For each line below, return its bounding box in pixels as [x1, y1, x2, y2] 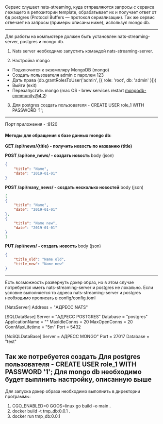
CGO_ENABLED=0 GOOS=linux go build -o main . [12, 403, 111, 408]
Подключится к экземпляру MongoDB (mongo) [12, 67, 110, 72]
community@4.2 [12, 93, 46, 99]
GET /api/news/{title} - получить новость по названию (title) [5, 143, 132, 149]
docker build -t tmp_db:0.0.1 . [12, 408, 70, 414]
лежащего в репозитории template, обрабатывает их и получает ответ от [5, 9, 157, 15]
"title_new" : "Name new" [14, 262, 64, 267]
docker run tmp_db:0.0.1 [12, 413, 61, 419]
